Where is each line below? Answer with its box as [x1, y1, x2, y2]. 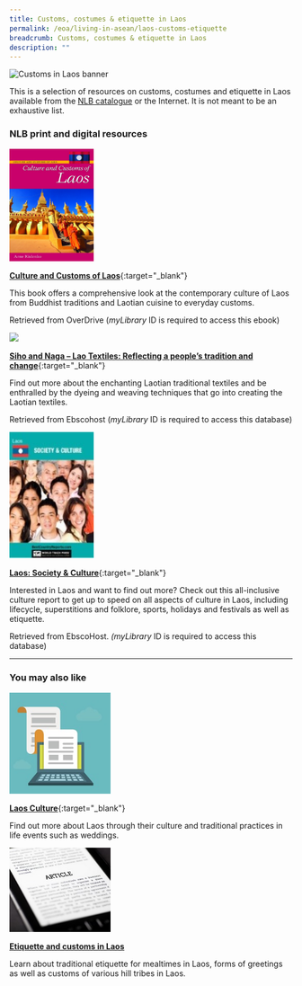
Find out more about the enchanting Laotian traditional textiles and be [9, 378, 267, 388]
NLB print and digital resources [9, 128, 148, 140]
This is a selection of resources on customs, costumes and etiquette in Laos [9, 86, 291, 97]
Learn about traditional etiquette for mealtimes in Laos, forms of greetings [9, 958, 283, 969]
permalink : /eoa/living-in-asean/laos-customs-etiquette [9, 23, 227, 33]
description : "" [9, 43, 70, 52]
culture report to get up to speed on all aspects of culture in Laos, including [9, 594, 289, 606]
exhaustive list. [9, 105, 65, 116]
